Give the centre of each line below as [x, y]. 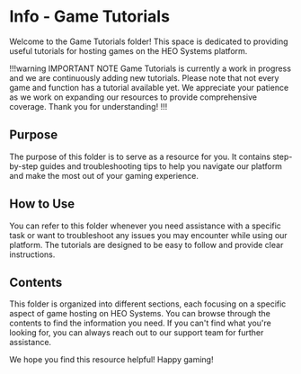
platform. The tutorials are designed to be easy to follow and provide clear [146, 245]
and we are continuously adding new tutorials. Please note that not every [144, 77]
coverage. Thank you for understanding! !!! [89, 106]
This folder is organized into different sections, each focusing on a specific [148, 304]
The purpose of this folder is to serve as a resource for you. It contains [140, 156]
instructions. [32, 254]
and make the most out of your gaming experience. [104, 175]
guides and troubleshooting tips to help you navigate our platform [161, 166]
